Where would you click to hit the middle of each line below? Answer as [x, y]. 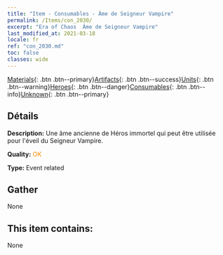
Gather [23, 189]
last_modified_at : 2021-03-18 [52, 33]
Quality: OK [25, 154]
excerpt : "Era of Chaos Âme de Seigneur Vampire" [83, 27]
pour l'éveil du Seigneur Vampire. [55, 140]
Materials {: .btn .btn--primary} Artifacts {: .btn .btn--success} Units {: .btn [110, 79]
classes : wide [28, 60]
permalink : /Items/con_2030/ [50, 20]
